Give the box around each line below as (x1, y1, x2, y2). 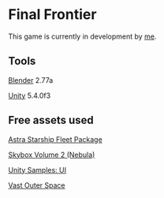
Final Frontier (8, 6, 97, 24)
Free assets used (8, 114, 95, 127)
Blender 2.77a (8, 75, 54, 84)
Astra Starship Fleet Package (8, 134, 102, 144)
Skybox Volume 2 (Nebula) (8, 150, 95, 159)
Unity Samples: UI (8, 165, 67, 174)
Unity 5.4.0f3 (8, 91, 51, 100)
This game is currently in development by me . (8, 32, 157, 41)
